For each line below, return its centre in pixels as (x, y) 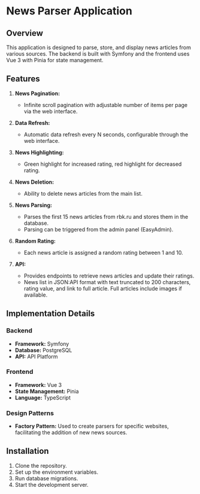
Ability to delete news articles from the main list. (83, 193)
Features (23, 79)
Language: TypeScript (43, 397)
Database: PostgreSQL (43, 350)
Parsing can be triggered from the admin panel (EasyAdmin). (99, 229)
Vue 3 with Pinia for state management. (55, 60)
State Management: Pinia (47, 391)
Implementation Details (51, 314)
